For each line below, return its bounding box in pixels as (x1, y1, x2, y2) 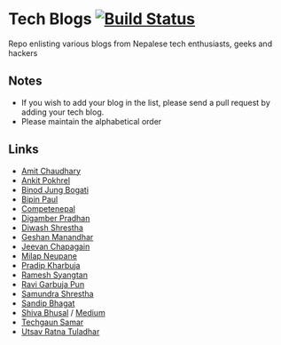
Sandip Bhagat (20, 298, 75, 309)
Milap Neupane (20, 250, 77, 261)
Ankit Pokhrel (20, 174, 71, 186)
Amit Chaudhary (20, 165, 82, 176)
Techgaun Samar (20, 317, 84, 327)
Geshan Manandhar (20, 231, 94, 242)
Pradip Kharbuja (20, 260, 81, 270)
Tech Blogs (8, 9, 92, 29)
